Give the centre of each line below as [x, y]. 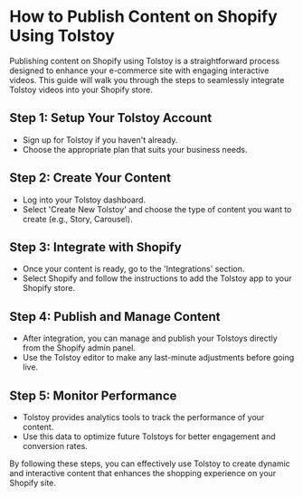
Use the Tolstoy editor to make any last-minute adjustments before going [158, 358]
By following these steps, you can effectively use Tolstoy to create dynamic [150, 464]
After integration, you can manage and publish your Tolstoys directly [150, 338]
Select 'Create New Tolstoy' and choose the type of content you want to [157, 209]
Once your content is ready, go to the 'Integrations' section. [133, 269]
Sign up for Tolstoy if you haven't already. [100, 140]
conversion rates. [55, 446]
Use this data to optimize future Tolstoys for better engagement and [149, 436]
